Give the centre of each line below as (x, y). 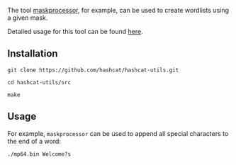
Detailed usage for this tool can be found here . (75, 32)
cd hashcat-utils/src (39, 82)
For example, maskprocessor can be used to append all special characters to (118, 133)
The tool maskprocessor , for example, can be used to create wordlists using (118, 10)
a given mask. (28, 18)
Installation (33, 53)
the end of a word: (34, 141)
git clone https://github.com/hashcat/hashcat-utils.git (93, 70)
